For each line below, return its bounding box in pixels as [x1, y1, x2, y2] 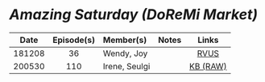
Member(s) [102, 34, 147, 45]
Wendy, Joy [102, 48, 148, 59]
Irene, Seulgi [102, 61, 151, 72]
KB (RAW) [188, 61, 228, 72]
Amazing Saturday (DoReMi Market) [9, 6, 259, 24]
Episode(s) [52, 34, 96, 45]
